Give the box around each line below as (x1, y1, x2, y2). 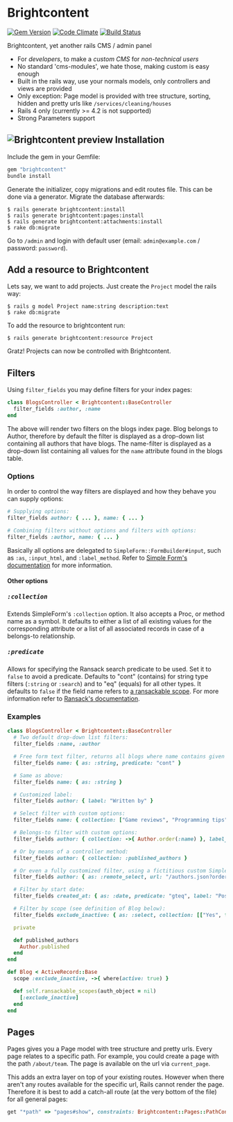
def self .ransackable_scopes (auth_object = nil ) (13, 987, 157, 995)
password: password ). (7, 243, 68, 252)
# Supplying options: (7, 508, 70, 515)
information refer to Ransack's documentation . (7, 694, 140, 703)
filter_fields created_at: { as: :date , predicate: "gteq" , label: (13, 893, 213, 900)
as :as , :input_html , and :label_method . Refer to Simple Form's (7, 553, 188, 562)
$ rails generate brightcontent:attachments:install (7, 218, 163, 225)
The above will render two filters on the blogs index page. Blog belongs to (7, 424, 218, 432)
